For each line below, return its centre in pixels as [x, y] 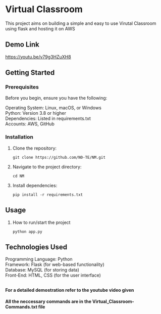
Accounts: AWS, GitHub [30, 124]
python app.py [27, 232]
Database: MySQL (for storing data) [42, 270]
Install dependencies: [35, 185]
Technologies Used [36, 247]
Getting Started [30, 73]
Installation [19, 137]
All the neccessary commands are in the [48, 301]
